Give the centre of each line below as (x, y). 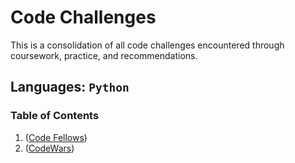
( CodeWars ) (49, 148)
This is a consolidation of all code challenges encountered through (147, 45)
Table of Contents (55, 116)
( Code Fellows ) (56, 137)
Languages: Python (70, 87)
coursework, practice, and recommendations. (104, 55)
